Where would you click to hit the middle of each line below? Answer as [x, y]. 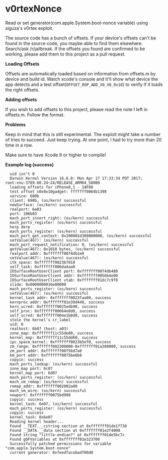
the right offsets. [22, 89]
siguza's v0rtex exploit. [29, 28]
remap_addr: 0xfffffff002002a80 [44, 386]
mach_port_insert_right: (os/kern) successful [59, 218]
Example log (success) [29, 164]
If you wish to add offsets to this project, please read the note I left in [76, 109]
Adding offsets [21, 100]
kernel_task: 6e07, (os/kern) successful [54, 404]
